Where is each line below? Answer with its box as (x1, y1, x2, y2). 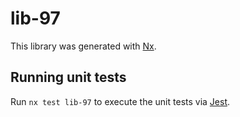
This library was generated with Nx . (10, 40, 157, 52)
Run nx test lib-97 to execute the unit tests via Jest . (10, 95, 231, 107)
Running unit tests (10, 69, 127, 86)
